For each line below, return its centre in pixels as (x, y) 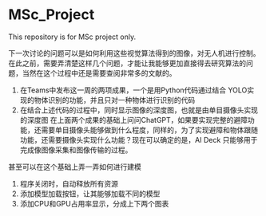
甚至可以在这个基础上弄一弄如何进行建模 (75, 167)
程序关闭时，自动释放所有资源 (69, 183)
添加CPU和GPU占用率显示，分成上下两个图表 (94, 203)
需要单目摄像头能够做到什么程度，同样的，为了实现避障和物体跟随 (149, 130)
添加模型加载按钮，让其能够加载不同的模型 (90, 194)
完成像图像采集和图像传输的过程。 (76, 150)
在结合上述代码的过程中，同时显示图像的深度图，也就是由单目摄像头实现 (139, 110)
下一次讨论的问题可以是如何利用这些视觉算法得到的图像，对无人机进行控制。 (134, 53)
